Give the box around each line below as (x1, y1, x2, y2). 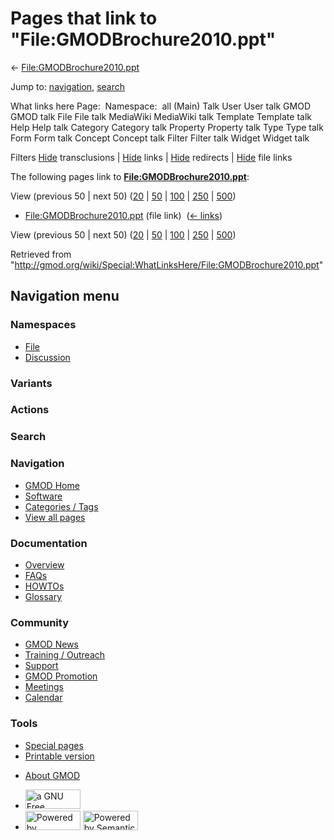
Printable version (24, 750, 95, 762)
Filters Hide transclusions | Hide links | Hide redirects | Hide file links (10, 151, 293, 163)
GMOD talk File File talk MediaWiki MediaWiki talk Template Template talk (10, 110, 312, 122)
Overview (24, 558, 65, 571)
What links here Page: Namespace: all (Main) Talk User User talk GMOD (10, 100, 311, 112)
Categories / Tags (24, 500, 99, 512)
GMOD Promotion (24, 670, 98, 682)
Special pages (24, 739, 84, 751)
